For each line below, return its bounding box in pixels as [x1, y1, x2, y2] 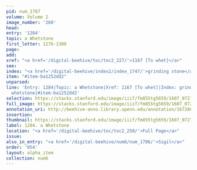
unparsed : [6, 79, 30, 85]
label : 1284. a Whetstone [6, 123, 69, 129]
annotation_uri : [6, 106, 46, 112]
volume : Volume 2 [6, 14, 49, 20]
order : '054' [6, 144, 38, 150]
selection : [6, 95, 33, 101]
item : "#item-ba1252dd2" [6, 74, 67, 79]
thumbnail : [6, 117, 33, 123]
